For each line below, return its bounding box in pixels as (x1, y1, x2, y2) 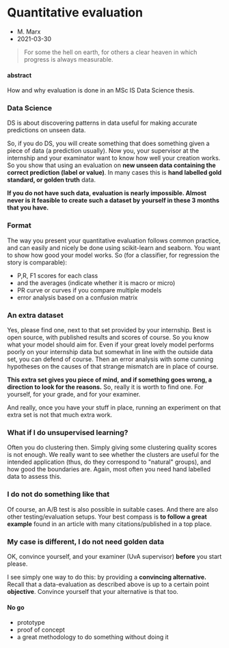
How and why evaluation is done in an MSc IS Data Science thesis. (7, 86, 195, 95)
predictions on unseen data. (7, 126, 86, 134)
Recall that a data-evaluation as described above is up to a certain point (7, 580, 210, 588)
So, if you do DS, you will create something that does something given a (7, 139, 210, 148)
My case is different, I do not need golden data (7, 536, 165, 546)
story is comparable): (7, 258, 67, 266)
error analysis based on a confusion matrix (16, 293, 138, 301)
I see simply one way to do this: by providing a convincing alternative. (7, 573, 207, 581)
